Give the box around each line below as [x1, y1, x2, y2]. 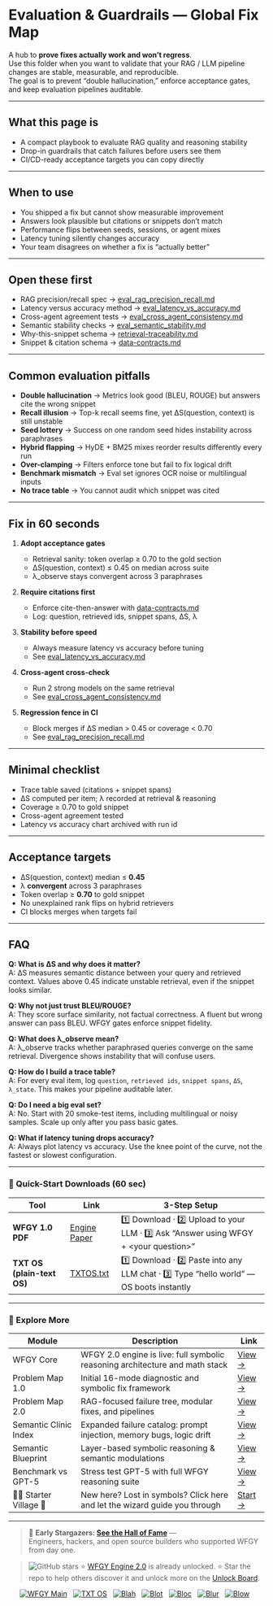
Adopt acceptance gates [19, 538, 106, 548]
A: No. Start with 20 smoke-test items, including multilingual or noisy [8, 1108, 238, 1119]
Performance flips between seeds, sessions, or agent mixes [19, 224, 221, 234]
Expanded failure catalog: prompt [80, 1419, 209, 1430]
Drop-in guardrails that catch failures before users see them [19, 146, 222, 155]
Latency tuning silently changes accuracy [19, 233, 160, 243]
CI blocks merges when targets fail [19, 907, 137, 916]
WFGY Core [12, 1354, 58, 1365]
